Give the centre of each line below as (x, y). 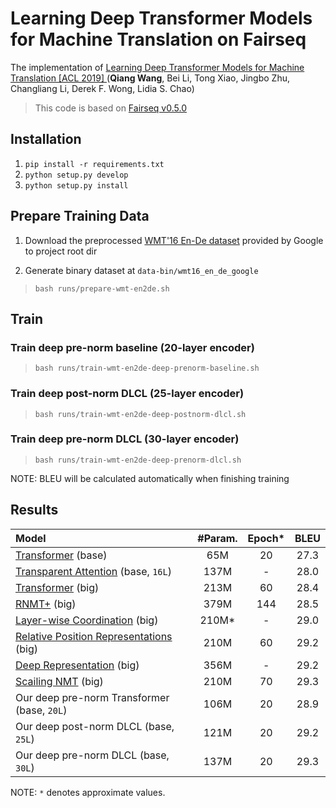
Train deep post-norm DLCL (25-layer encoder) (127, 394)
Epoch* (266, 538)
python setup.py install (76, 185)
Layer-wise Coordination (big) (87, 620)
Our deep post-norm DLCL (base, (95, 726)
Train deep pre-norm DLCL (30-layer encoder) (125, 439)
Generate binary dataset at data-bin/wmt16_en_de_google (141, 270)
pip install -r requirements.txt (94, 164)
